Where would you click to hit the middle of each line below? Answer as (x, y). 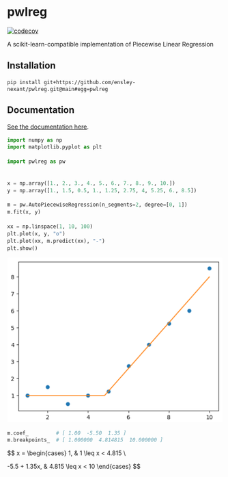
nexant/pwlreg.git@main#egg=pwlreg (58, 89)
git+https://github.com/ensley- (89, 82)
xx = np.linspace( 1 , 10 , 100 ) (50, 227)
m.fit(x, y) (24, 212)
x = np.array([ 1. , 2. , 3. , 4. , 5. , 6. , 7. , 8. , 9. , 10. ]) (91, 183)
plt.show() (23, 248)
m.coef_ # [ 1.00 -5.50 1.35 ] (67, 433)
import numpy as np (35, 140)
